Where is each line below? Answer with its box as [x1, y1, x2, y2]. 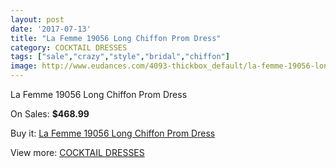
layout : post [10, 14, 65, 25]
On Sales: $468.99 [10, 108, 90, 120]
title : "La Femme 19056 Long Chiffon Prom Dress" [10, 33, 222, 43]
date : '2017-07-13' [10, 24, 92, 34]
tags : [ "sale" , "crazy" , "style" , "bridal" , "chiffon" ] [10, 52, 230, 62]
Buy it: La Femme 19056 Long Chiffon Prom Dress [10, 127, 216, 139]
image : [10, 61, 38, 71]
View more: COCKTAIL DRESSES [10, 147, 145, 158]
